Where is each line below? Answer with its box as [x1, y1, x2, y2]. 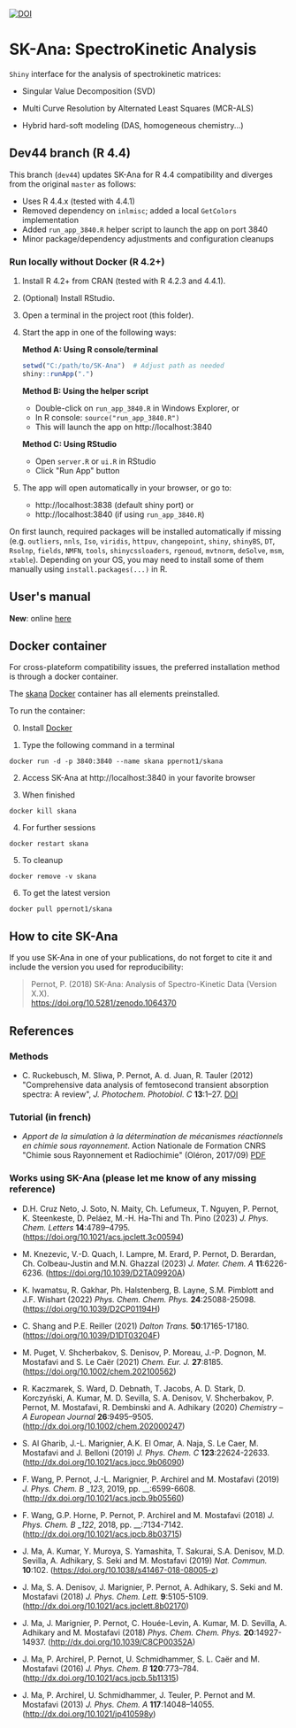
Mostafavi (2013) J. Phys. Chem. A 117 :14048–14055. [21, 1699, 215, 1709]
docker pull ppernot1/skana [9, 905, 113, 914]
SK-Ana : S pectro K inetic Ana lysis [9, 40, 257, 59]
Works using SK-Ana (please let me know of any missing [9, 1172, 257, 1184]
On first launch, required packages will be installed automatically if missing [9, 526, 282, 536]
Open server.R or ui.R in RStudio [34, 456, 156, 467]
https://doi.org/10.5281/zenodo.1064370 [30, 998, 177, 1008]
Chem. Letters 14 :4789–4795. [21, 1222, 131, 1232]
